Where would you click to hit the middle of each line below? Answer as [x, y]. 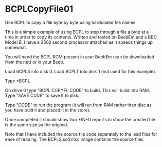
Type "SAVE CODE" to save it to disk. [42, 95]
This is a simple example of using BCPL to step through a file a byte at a [77, 32]
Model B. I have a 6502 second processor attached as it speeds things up [79, 42]
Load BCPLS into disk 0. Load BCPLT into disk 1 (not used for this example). [81, 71]
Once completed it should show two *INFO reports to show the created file [80, 119]
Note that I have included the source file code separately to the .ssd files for [81, 134]
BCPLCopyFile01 [39, 9]
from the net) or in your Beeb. [35, 62]
